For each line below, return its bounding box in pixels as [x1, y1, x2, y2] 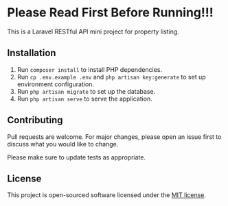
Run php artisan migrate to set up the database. [16, 87, 156, 95]
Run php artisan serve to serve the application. [16, 94, 152, 103]
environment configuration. [16, 80, 95, 88]
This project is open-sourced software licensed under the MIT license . [7, 191, 207, 199]
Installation [7, 47, 56, 59]
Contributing [7, 114, 63, 126]
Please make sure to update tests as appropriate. [7, 153, 146, 162]
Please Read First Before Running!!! [7, 5, 214, 21]
